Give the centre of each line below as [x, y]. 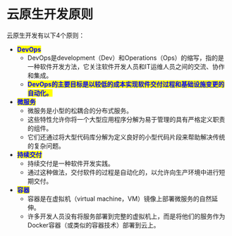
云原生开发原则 [50, 14]
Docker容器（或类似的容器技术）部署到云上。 [93, 225]
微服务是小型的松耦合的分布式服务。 [80, 111]
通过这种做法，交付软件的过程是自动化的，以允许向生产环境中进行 [123, 172]
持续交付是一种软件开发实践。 [71, 163]
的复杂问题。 [46, 146]
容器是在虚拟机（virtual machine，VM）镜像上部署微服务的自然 [120, 199]
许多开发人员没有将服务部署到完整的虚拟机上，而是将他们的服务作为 [126, 216]
